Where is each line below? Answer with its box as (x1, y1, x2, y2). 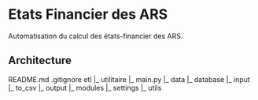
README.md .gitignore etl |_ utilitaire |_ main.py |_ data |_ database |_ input (8, 74, 250, 84)
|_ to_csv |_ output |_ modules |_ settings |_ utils (8, 83, 162, 92)
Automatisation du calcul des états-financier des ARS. (8, 31, 183, 41)
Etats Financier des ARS (8, 5, 168, 23)
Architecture (8, 54, 72, 67)
